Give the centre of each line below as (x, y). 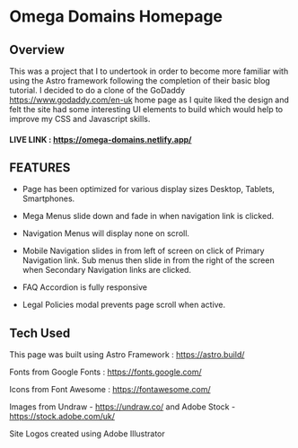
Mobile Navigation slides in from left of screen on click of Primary (143, 251)
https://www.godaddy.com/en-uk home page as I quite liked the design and (149, 100)
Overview (37, 50)
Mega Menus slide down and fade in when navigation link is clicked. (148, 216)
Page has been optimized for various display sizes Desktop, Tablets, (149, 189)
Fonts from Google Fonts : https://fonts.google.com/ (105, 372)
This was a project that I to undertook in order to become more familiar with (149, 71)
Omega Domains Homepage (116, 17)
